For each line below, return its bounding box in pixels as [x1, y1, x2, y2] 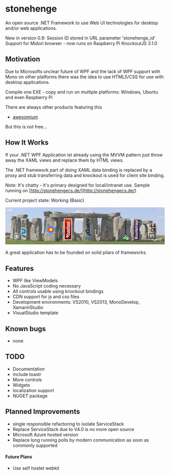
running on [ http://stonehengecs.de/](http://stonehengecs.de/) [5, 187, 137, 194]
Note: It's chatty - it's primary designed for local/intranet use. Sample [5, 182, 150, 188]
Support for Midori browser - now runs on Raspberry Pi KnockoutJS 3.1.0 [5, 40, 158, 46]
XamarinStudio [12, 304, 44, 311]
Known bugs [5, 324, 47, 333]
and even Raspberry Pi [5, 94, 53, 100]
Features [5, 264, 34, 273]
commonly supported [12, 442, 58, 448]
